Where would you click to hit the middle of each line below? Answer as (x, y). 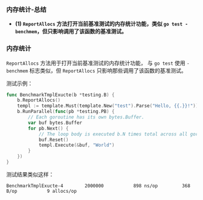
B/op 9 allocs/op (42, 191)
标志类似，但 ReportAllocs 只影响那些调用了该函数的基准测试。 (108, 70)
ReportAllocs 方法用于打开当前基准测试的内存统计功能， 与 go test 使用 (96, 63)
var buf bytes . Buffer (55, 123)
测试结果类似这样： (30, 174)
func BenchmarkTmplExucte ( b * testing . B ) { (60, 95)
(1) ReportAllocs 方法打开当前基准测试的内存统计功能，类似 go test (99, 24)
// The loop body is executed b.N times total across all (113, 134)
